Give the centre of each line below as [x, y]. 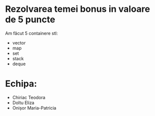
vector [19, 42]
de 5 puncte [30, 19]
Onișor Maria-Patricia [34, 108]
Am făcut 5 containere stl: [32, 33]
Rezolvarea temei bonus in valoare [78, 9]
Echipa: [21, 84]
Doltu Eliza [23, 103]
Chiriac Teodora [29, 97]
